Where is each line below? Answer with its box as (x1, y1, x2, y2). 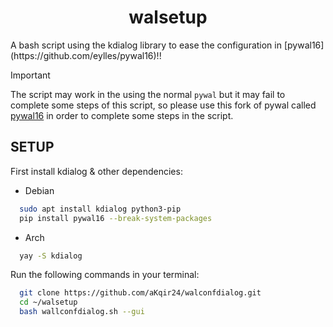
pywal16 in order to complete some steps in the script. (10, 109, 234, 121)
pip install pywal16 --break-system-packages (19, 213, 213, 223)
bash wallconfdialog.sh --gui (19, 307, 145, 317)
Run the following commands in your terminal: (10, 269, 200, 281)
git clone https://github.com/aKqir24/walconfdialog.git (19, 288, 262, 298)
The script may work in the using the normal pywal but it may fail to (10, 88, 286, 100)
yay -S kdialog (19, 251, 83, 261)
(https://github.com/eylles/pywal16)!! (10, 49, 162, 61)
